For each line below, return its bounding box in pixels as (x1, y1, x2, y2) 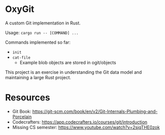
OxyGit (5, 3, 35, 15)
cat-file (12, 55, 31, 60)
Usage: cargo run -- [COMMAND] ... (5, 29, 79, 35)
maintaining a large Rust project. (5, 74, 71, 80)
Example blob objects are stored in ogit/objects (19, 59, 116, 65)
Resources (5, 92, 51, 103)
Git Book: (12, 108, 31, 114)
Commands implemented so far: (5, 39, 71, 45)
